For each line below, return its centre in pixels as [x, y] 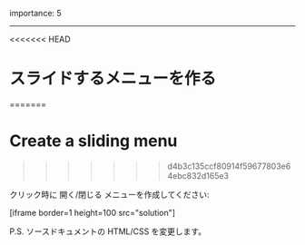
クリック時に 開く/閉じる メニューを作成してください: [110, 194]
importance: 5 [35, 13]
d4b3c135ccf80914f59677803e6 [229, 166]
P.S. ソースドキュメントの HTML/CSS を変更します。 [108, 231]
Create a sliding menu [93, 141]
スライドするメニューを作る [113, 78]
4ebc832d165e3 [198, 175]
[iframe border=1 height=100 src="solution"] [92, 212]
